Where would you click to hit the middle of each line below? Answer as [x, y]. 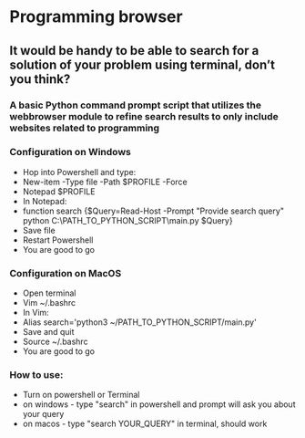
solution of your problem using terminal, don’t [142, 64]
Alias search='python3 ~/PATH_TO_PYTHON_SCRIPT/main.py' [139, 322]
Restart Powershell [58, 240]
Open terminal [49, 293]
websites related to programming [85, 128]
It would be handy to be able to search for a [134, 51]
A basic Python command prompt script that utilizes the [136, 105]
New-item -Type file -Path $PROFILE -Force [105, 182]
